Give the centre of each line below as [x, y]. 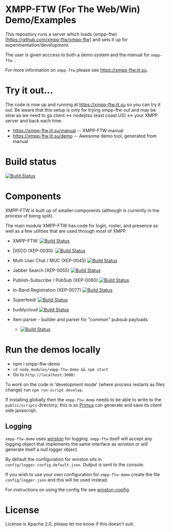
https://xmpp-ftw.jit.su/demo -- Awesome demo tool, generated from [85, 136]
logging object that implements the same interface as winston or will [77, 444]
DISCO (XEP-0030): [33, 251]
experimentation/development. [37, 45]
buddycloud [25, 309]
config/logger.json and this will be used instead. [57, 480]
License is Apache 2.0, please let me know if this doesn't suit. [70, 524]
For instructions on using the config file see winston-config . [68, 489]
